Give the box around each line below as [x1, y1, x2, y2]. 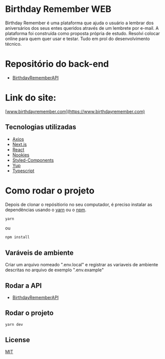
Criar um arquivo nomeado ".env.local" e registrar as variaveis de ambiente [5, 262, 159, 268]
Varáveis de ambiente [5, 248, 74, 257]
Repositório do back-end [5, 59, 109, 70]
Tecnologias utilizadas [5, 123, 76, 131]
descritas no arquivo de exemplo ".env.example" [5, 267, 104, 273]
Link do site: [5, 92, 56, 104]
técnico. [5, 41, 22, 47]
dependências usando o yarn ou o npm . [5, 207, 87, 213]
